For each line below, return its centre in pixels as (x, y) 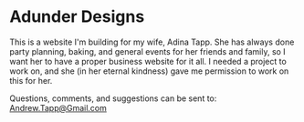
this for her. (31, 80)
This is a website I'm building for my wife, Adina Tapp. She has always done (152, 42)
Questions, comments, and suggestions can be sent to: (113, 98)
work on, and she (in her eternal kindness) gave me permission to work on (149, 71)
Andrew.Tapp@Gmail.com (58, 107)
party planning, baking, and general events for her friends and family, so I (147, 51)
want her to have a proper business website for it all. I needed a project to (148, 61)
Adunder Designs (77, 17)
